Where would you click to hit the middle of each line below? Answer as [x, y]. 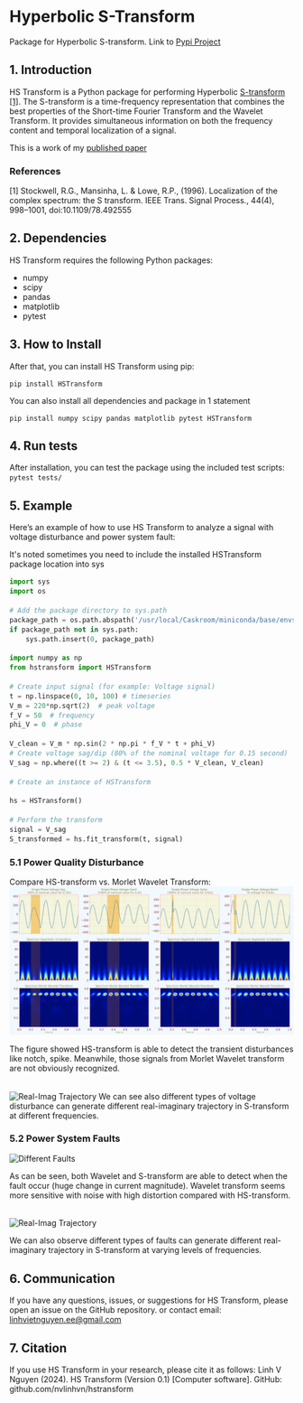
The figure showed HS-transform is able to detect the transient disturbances [151, 1049]
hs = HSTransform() [46, 801]
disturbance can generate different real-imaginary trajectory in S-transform [149, 1106]
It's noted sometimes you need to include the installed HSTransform [136, 555]
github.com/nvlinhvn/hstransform [71, 1389]
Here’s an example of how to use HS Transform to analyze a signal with [142, 528]
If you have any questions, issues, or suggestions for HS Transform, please [149, 1300]
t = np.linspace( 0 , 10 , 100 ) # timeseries [90, 696]
